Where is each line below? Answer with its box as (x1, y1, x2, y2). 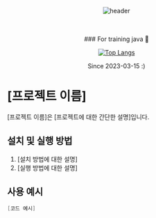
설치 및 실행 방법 (7, 135, 73, 147)
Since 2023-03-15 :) (87, 62, 146, 70)
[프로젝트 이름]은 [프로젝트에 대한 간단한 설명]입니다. (7, 112, 150, 121)
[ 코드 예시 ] (7, 205, 36, 212)
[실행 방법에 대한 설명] (17, 164, 78, 172)
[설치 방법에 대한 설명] (17, 155, 78, 163)
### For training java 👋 (84, 35, 149, 43)
